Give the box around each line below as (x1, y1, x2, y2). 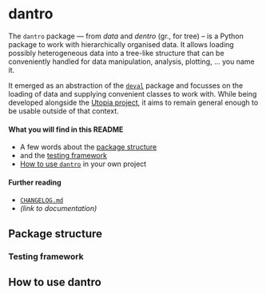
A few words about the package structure (19, 142, 157, 152)
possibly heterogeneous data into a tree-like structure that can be (8, 48, 225, 58)
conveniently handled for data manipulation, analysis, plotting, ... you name (8, 57, 255, 66)
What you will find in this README (8, 125, 124, 134)
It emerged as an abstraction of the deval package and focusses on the (8, 81, 244, 90)
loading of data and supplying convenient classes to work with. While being (8, 89, 257, 98)
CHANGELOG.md (19, 197, 64, 205)
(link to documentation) (19, 204, 97, 213)
